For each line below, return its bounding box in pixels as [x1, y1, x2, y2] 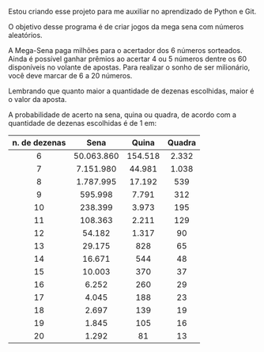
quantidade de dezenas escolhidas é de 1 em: [8, 119, 157, 127]
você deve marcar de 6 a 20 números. [8, 71, 133, 80]
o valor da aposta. [8, 95, 67, 104]
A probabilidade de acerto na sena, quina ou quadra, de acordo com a [8, 110, 237, 119]
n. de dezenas [12, 138, 66, 148]
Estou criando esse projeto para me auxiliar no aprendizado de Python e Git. [8, 7, 257, 16]
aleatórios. [8, 31, 43, 40]
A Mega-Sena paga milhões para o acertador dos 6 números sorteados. [8, 46, 243, 55]
